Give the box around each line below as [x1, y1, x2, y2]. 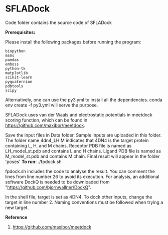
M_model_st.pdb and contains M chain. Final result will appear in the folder [5, 153, 160, 159]
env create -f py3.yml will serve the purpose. [5, 102, 98, 108]
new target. [5, 204, 29, 210]
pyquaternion [5, 79, 33, 84]
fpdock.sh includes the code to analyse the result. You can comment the [5, 168, 155, 174]
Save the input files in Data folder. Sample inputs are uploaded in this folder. [5, 132, 162, 138]
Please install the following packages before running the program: [5, 38, 141, 45]
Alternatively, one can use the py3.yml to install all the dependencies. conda [5, 96, 162, 102]
